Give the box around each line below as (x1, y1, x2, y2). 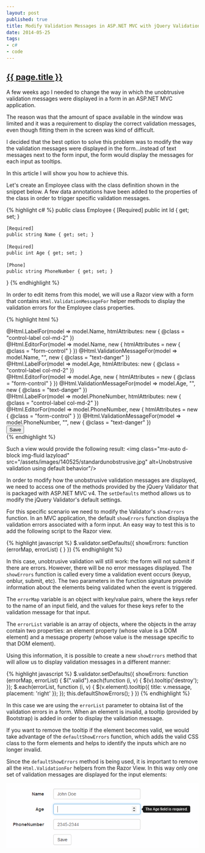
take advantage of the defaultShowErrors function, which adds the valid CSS (6, 732, 199, 740)
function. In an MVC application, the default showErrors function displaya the (6, 514, 199, 522)
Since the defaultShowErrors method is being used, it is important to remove (6, 757, 198, 765)
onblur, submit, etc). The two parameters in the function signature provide (6, 577, 192, 584)
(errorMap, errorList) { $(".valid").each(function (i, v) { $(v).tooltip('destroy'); (6, 677, 199, 684)
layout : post (6, 10, 40, 16)
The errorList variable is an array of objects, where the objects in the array (6, 620, 196, 628)
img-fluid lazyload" (21, 451, 70, 459)
